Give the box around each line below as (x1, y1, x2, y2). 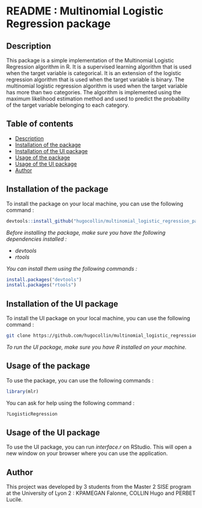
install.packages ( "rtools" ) (6, 282, 77, 288)
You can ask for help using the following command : (6, 399, 135, 407)
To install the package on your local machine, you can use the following (6, 200, 183, 207)
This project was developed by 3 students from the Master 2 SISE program (6, 483, 191, 491)
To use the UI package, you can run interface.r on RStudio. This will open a (6, 443, 192, 451)
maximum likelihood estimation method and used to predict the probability (6, 95, 190, 102)
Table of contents (6, 119, 73, 129)
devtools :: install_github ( (6, 218, 74, 224)
